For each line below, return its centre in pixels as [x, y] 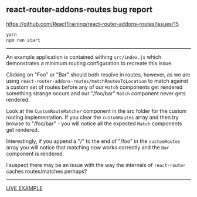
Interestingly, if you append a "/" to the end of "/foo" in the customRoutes [93, 141]
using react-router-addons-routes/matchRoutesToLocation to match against [97, 81]
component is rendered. [35, 153]
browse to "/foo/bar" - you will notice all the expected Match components [94, 123]
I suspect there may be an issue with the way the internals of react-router [96, 165]
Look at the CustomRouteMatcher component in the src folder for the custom [96, 111]
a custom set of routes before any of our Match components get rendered [94, 87]
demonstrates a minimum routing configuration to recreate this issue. [89, 63]
